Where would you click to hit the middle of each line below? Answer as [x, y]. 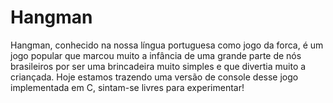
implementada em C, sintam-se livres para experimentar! [127, 87]
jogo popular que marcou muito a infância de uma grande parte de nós [156, 55]
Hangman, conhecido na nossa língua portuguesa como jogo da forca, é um [167, 45]
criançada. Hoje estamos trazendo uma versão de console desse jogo [154, 77]
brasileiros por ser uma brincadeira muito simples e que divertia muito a [158, 66]
